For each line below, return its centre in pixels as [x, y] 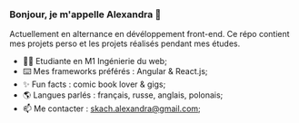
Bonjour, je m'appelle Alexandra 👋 [85, 14]
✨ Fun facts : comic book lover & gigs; [94, 84]
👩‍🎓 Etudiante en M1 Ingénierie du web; [95, 61]
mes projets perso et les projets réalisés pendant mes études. [125, 43]
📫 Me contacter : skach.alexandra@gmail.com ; [112, 109]
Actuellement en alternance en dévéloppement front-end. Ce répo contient [149, 34]
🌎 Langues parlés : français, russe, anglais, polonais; [123, 95]
